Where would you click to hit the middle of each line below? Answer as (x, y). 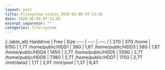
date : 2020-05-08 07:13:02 (33, 19)
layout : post (19, 10)
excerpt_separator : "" (28, 23)
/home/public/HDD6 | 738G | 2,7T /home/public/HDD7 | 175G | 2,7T (74, 57)
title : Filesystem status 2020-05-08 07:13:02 (54, 14)
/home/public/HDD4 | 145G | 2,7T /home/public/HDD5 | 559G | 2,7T (74, 52)
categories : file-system (31, 28)
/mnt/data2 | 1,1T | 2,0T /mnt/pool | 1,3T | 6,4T (52, 63)
